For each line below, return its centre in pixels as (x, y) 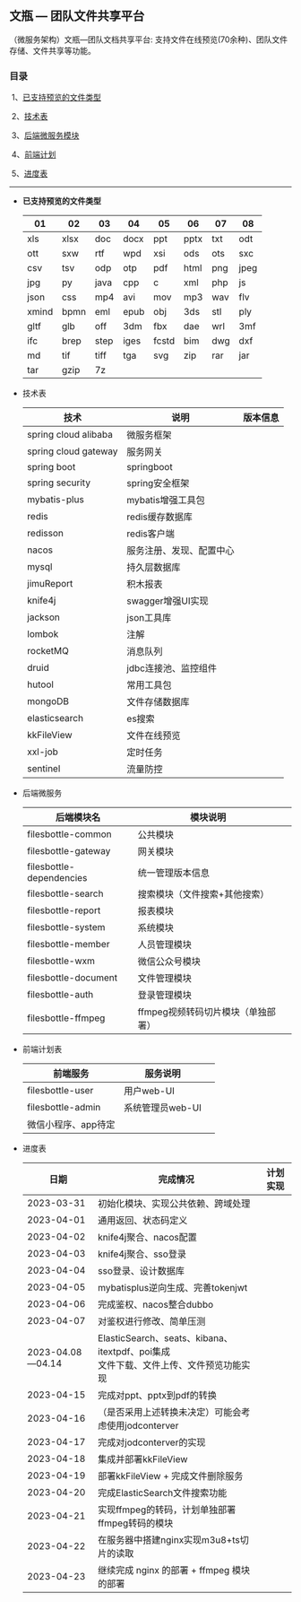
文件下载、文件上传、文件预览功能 (170, 1365)
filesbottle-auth (60, 995)
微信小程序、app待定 (71, 1125)
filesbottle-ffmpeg (66, 1018)
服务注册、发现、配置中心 (181, 551)
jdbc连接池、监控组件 (172, 668)
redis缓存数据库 (159, 517)
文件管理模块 (165, 979)
